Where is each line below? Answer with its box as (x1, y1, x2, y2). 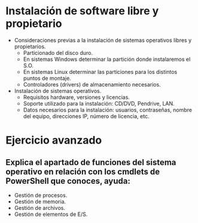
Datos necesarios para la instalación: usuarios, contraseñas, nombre (23, 106, 193, 113)
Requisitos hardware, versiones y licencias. (23, 94, 130, 101)
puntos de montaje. (23, 75, 71, 82)
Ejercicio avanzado (5, 134, 102, 147)
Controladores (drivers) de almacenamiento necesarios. (23, 80, 161, 88)
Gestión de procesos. (14, 191, 68, 199)
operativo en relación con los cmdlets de (5, 166, 160, 176)
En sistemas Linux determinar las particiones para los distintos (23, 68, 178, 75)
